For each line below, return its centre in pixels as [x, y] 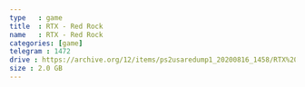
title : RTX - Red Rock [56, 26]
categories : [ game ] [46, 43]
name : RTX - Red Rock [56, 34]
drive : [24, 60]
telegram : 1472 [40, 52]
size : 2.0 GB [36, 69]
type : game [36, 18]
